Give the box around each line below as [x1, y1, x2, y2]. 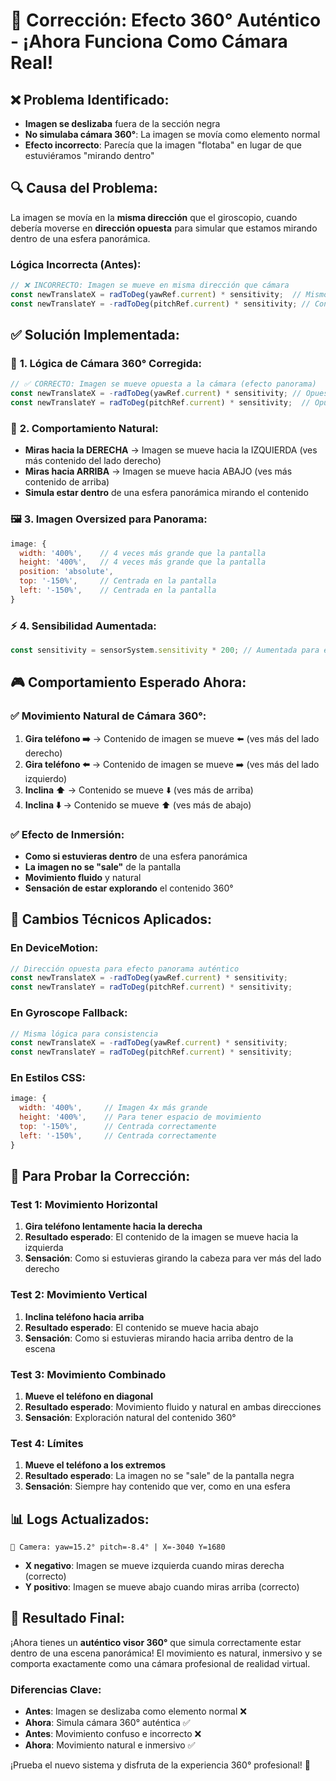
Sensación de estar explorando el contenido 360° [24, 882, 234, 894]
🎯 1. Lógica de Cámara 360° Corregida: [10, 357, 203, 371]
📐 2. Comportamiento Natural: [10, 421, 159, 435]
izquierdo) [24, 772, 68, 784]
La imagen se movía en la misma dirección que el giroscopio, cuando [10, 211, 298, 223]
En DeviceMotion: [10, 941, 99, 955]
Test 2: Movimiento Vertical [10, 1288, 148, 1302]
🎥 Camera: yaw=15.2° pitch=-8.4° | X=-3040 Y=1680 [10, 1542, 226, 1553]
